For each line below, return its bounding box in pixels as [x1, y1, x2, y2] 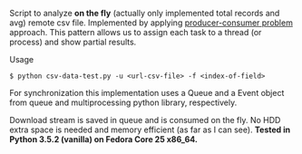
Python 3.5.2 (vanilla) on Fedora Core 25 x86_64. [9, 134, 198, 144]
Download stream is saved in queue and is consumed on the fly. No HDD [9, 115, 281, 125]
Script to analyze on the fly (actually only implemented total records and [9, 8, 280, 18]
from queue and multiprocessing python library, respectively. [9, 97, 238, 108]
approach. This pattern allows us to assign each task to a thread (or [9, 27, 262, 37]
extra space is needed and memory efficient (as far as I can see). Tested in [9, 124, 291, 135]
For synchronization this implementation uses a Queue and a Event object [9, 88, 285, 98]
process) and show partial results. [9, 36, 137, 47]
